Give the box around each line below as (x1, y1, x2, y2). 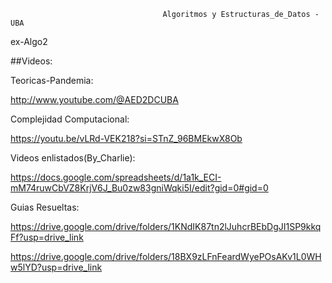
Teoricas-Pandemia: (10, 75, 94, 86)
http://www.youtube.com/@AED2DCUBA (10, 94, 179, 105)
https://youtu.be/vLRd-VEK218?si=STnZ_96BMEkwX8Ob (10, 133, 243, 144)
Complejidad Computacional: (10, 113, 130, 125)
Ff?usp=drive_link (10, 231, 84, 243)
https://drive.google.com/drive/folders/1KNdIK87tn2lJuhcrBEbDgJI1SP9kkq (10, 221, 322, 232)
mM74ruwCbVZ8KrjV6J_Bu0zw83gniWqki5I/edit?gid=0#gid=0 (10, 182, 269, 194)
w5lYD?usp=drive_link (10, 261, 103, 273)
